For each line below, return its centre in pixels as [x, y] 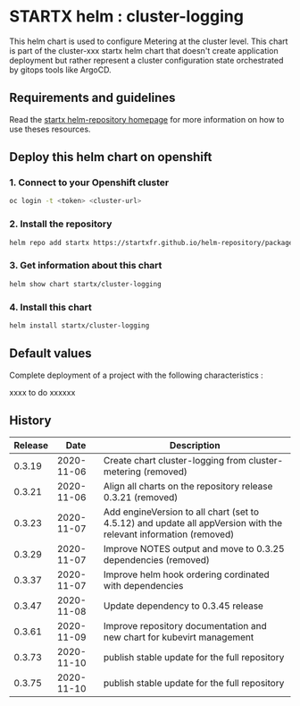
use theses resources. [50, 129]
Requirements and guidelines [92, 98]
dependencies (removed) [156, 560]
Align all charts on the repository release [188, 487]
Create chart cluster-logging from [175, 461]
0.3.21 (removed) [141, 498]
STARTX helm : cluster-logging [126, 17]
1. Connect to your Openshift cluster [89, 183]
